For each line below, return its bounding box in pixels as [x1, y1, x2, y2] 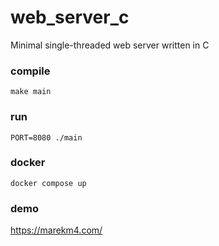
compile [10, 64, 51, 78]
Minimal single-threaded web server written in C [10, 39, 210, 51]
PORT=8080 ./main [10, 132, 83, 143]
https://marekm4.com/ [10, 224, 103, 236]
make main [10, 87, 52, 97]
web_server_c [10, 6, 130, 29]
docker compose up [10, 178, 87, 188]
